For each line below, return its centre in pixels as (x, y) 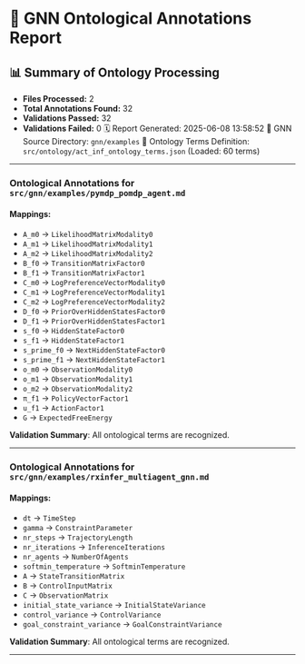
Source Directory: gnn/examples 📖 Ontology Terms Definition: (136, 141)
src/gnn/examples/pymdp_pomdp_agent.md (98, 193)
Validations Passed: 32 (67, 118)
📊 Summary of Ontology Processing (115, 72)
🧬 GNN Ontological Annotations (131, 19)
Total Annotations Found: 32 (78, 109)
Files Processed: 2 (58, 99)
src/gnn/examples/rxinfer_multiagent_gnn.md (109, 477)
